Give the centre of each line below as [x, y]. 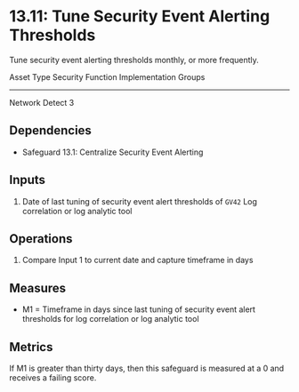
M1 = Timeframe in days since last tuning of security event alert [139, 309]
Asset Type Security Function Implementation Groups [107, 76]
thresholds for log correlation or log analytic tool [110, 319]
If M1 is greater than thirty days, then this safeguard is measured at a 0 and [147, 368]
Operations [41, 239]
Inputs [28, 180]
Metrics [31, 347]
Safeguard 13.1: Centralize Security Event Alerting [113, 152]
